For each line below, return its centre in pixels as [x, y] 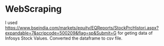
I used [12, 23]
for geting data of [135, 33]
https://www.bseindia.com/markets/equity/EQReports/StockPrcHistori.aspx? [82, 27]
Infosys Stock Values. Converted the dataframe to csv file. [64, 38]
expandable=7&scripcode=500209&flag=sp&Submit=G [61, 33]
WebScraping [34, 9]
